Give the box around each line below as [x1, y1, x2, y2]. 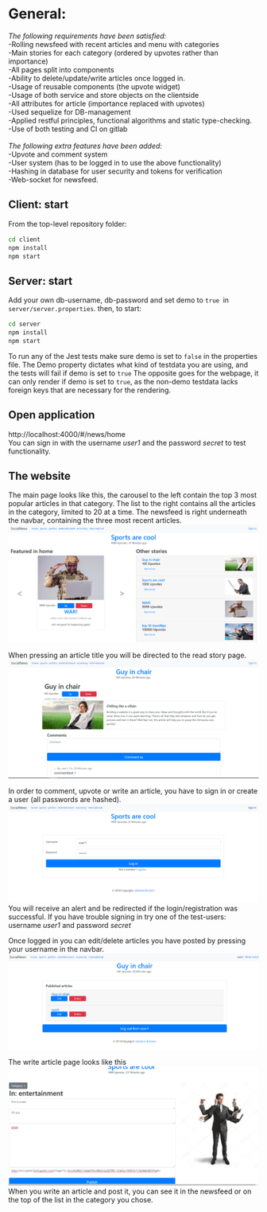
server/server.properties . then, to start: [8, 304, 141, 314]
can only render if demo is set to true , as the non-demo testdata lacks [8, 376, 238, 386]
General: [8, 5, 67, 23]
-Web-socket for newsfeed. [8, 174, 99, 184]
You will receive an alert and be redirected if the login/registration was [8, 903, 238, 913]
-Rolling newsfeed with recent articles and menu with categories [8, 39, 220, 49]
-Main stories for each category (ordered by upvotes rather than [8, 48, 219, 57]
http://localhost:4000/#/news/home [8, 429, 126, 438]
